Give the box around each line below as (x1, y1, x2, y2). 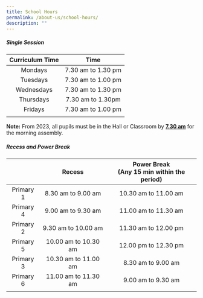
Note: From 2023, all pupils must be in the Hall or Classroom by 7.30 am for (6, 123, 195, 130)
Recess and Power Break (6, 143, 71, 150)
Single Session (6, 39, 45, 46)
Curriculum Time (9, 55, 59, 64)
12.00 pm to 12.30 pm (118, 241, 184, 250)
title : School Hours (6, 8, 59, 15)
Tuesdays (20, 76, 48, 84)
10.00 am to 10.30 (46, 238, 100, 246)
